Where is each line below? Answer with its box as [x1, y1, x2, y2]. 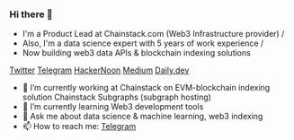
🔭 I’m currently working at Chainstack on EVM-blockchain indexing [22, 83, 271, 93]
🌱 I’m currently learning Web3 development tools [22, 101, 204, 112]
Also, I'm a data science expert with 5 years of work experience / [22, 38, 264, 48]
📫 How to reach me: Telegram [22, 121, 137, 132]
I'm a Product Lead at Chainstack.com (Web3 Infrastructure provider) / [22, 29, 285, 39]
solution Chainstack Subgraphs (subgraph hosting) [22, 92, 211, 102]
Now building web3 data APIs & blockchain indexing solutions [22, 48, 252, 58]
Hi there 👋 [9, 8, 54, 21]
